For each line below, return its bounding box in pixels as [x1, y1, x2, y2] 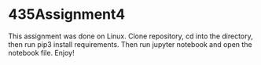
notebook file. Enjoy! [8, 48, 75, 57]
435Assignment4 [8, 5, 126, 23]
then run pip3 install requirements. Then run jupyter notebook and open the [8, 39, 253, 49]
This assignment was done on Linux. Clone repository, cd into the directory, [8, 31, 253, 41]
